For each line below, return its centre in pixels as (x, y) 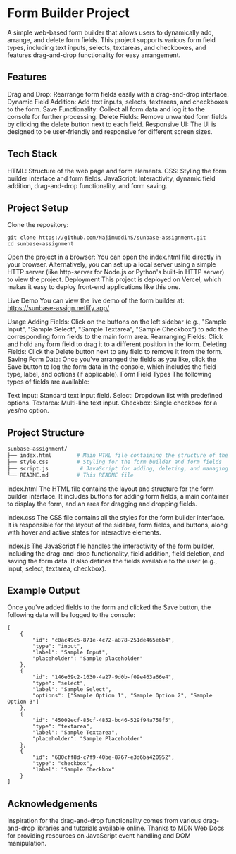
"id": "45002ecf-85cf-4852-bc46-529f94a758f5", (104, 721)
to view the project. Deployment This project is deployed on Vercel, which (114, 279)
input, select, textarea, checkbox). (57, 568)
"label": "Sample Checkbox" (74, 770)
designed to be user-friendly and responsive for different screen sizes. (110, 131)
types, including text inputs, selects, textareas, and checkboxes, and (107, 47)
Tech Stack (32, 154)
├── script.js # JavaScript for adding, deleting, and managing (118, 468)
